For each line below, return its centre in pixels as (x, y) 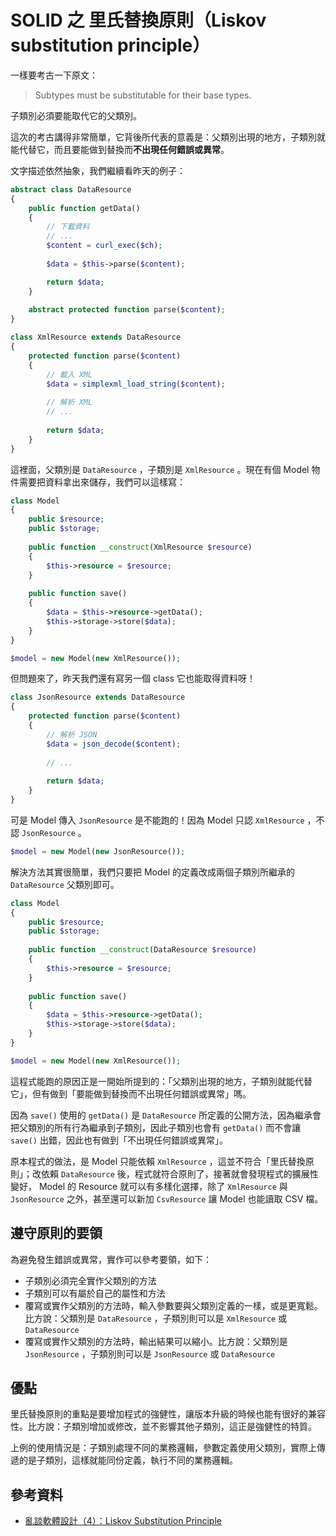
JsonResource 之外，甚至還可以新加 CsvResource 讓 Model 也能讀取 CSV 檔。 (167, 1198)
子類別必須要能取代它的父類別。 (76, 115)
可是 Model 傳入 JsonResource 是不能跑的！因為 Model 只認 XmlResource (157, 820)
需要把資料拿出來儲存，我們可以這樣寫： (102, 482)
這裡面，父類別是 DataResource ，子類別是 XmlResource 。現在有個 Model (160, 469)
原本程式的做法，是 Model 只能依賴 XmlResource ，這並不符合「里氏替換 (158, 1161)
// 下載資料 (68, 227)
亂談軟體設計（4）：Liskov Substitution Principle (123, 1521)
